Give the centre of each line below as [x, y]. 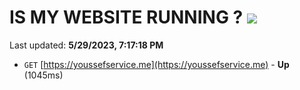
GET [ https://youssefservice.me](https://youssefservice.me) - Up [156, 64]
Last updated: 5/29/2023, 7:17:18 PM [86, 45]
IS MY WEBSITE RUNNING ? [126, 17]
